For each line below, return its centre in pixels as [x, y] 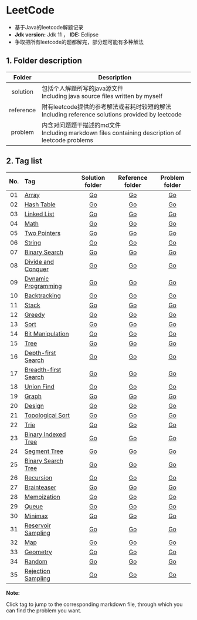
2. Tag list [24, 161]
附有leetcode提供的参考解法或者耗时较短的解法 [106, 106]
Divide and [39, 262]
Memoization [42, 497]
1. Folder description [44, 61]
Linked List [39, 214]
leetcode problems [67, 140]
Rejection [38, 571]
